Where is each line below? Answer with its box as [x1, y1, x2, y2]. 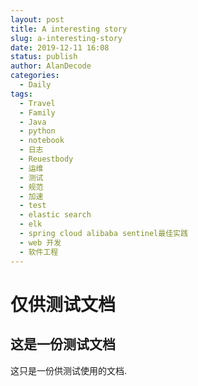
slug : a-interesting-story [10, 33, 123, 43]
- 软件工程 [19, 247, 59, 257]
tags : [10, 89, 33, 99]
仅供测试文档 [10, 293, 117, 316]
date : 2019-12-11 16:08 [10, 42, 110, 53]
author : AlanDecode [10, 61, 92, 71]
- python [19, 126, 56, 136]
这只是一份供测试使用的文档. [10, 364, 128, 376]
